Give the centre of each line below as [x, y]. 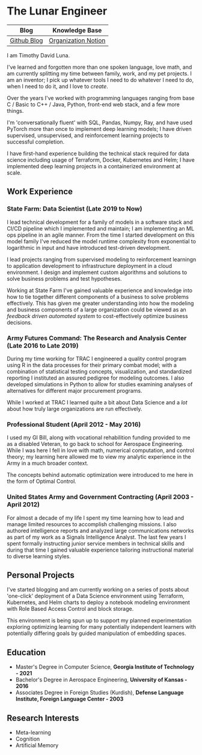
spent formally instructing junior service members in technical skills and [96, 543]
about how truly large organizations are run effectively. [75, 409]
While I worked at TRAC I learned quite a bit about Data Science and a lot [97, 402]
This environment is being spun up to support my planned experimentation [99, 620]
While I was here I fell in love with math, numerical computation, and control [101, 450]
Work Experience [40, 192]
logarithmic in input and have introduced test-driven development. [89, 247]
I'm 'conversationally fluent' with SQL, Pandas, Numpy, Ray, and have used [100, 123]
